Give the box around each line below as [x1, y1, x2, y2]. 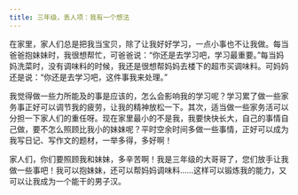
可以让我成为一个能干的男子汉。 [9, 175, 126, 186]
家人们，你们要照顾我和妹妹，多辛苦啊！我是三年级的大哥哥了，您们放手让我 [9, 153, 289, 164]
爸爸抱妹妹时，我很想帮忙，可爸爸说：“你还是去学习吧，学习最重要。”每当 [9, 50, 277, 60]
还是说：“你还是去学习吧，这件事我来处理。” [9, 72, 169, 82]
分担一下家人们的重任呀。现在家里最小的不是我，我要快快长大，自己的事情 [9, 113, 281, 123]
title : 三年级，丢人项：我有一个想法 [9, 12, 130, 22]
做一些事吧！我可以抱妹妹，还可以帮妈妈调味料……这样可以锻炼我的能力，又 [9, 165, 287, 175]
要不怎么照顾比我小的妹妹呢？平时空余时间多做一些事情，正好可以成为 [32, 123, 289, 134]
